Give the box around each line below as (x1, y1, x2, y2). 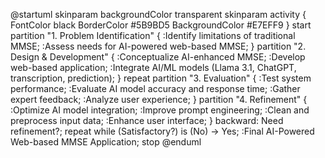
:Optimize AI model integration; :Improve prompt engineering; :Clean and (10, 104, 310, 116)
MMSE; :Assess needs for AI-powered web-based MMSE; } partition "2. (10, 40, 307, 52)
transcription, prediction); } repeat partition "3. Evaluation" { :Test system (10, 72, 312, 84)
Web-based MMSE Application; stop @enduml (10, 136, 202, 148)
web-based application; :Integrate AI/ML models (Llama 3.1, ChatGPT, (10, 62, 297, 73)
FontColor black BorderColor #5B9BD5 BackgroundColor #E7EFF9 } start (10, 19, 312, 31)
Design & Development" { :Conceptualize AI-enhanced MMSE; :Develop (10, 51, 306, 63)
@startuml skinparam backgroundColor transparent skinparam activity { (10, 9, 307, 20)
